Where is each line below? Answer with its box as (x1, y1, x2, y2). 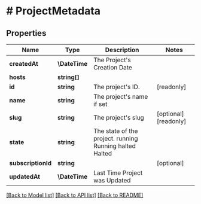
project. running (93, 135, 138, 142)
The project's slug (93, 114, 145, 121)
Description (105, 46, 139, 54)
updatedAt (9, 172, 41, 181)
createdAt (9, 60, 39, 68)
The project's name (93, 93, 148, 101)
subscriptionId (9, 159, 52, 167)
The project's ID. (93, 83, 140, 91)
